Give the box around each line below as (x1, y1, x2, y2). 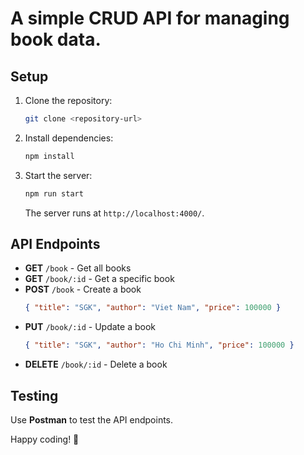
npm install (24, 151, 75, 161)
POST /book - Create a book (24, 283, 142, 296)
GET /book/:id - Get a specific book (24, 273, 175, 285)
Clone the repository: (24, 95, 113, 106)
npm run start (24, 188, 84, 199)
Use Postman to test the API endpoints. (10, 414, 174, 426)
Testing (10, 387, 59, 404)
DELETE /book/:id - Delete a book (24, 358, 168, 371)
